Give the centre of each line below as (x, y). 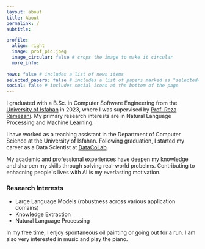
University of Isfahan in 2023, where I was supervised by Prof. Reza (92, 110)
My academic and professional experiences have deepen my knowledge (98, 159)
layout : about (24, 12)
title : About (23, 18)
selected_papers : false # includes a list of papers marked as (88, 80)
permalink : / (23, 23)
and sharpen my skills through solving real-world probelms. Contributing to (101, 166)
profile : (17, 40)
